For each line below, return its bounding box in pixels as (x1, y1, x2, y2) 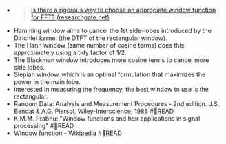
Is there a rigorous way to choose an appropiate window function (30, 6, 216, 14)
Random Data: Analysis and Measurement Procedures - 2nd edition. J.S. (13, 100, 220, 107)
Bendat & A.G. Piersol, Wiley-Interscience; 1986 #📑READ (13, 107, 174, 115)
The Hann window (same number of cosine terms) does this (13, 41, 185, 49)
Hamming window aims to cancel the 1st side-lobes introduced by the (13, 27, 212, 34)
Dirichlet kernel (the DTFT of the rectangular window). (13, 34, 167, 42)
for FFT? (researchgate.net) (30, 13, 110, 21)
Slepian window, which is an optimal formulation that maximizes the (13, 70, 206, 79)
